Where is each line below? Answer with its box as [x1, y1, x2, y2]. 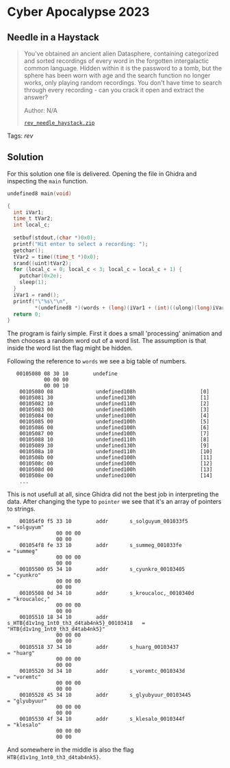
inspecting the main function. [7, 177, 88, 185]
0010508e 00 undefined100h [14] [19, 472, 213, 479]
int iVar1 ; [13, 209, 44, 216]
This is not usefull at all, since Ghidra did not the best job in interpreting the [7, 490, 219, 498]
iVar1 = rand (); [13, 292, 60, 298]
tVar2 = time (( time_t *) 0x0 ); [13, 253, 99, 260]
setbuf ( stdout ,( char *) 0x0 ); [13, 234, 97, 242]
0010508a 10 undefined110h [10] [19, 448, 213, 455]
